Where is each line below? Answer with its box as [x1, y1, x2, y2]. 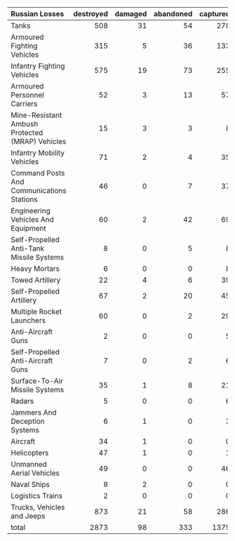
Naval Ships [10, 480, 50, 489]
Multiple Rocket [10, 307, 62, 316]
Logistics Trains [10, 491, 63, 500]
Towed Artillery [10, 275, 61, 285]
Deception [10, 417, 45, 426]
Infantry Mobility [10, 148, 65, 157]
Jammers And [10, 408, 57, 417]
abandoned [153, 9, 193, 18]
